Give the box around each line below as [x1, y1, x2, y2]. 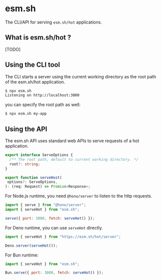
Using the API [5, 125, 47, 133]
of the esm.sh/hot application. [5, 79, 65, 85]
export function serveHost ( [5, 175, 62, 180]
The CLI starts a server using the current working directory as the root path [5, 74, 156, 79]
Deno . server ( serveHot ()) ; [5, 243, 58, 248]
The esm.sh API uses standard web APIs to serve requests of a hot [5, 138, 140, 144]
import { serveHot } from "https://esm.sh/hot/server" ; [5, 234, 121, 239]
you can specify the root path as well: [5, 102, 80, 108]
